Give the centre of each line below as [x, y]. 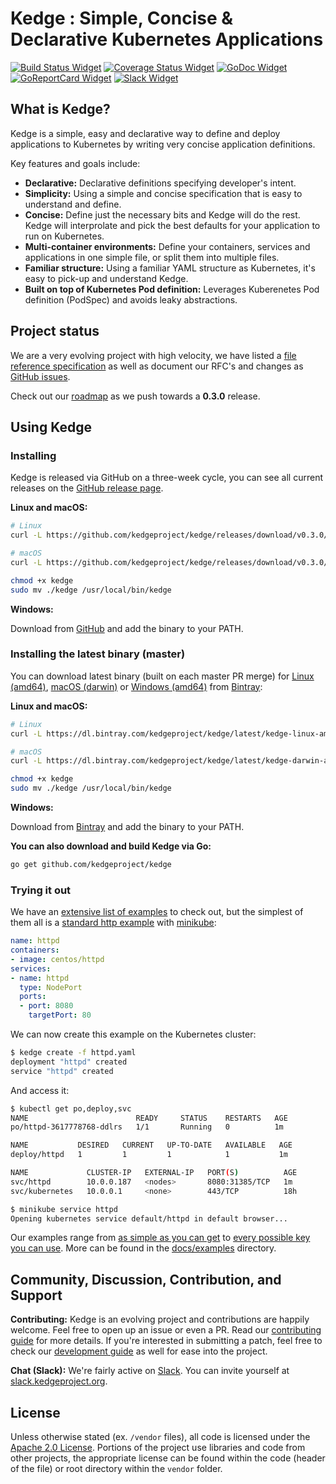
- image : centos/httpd [57, 959]
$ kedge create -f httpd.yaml [73, 1053]
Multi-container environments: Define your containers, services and [167, 246]
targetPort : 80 [60, 1015]
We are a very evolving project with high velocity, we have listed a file [153, 355]
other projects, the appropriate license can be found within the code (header [168, 1458]
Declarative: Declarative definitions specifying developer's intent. [160, 183]
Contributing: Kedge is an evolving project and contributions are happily [160, 1319]
